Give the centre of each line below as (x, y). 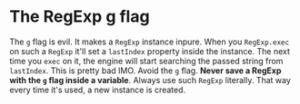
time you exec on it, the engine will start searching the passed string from (146, 61)
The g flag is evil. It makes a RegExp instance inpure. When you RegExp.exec (149, 42)
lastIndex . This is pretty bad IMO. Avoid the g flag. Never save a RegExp (145, 71)
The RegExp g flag (80, 17)
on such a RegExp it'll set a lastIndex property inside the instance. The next (150, 51)
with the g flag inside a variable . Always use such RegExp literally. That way (150, 80)
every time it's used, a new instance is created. (98, 90)
